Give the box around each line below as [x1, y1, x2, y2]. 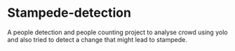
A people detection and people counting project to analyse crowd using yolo [7, 28, 228, 36]
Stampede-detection [7, 5, 132, 21]
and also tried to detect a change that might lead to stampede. [7, 35, 187, 43]
